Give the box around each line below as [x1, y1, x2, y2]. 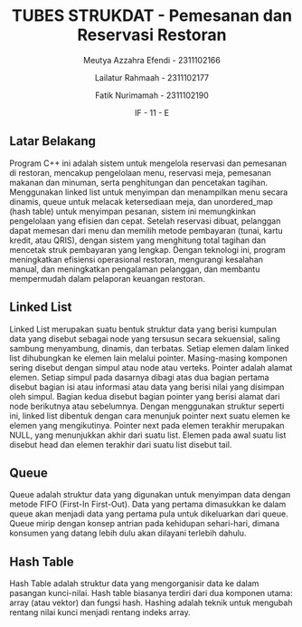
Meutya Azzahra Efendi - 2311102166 [82, 54, 222, 65]
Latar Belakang [9, 133, 97, 150]
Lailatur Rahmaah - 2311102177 [94, 72, 210, 82]
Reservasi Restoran [77, 24, 227, 45]
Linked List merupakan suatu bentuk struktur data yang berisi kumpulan [9, 323, 278, 334]
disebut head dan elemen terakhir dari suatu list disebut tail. [9, 439, 232, 449]
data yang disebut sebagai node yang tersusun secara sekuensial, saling [9, 333, 280, 344]
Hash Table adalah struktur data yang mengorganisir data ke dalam [9, 578, 260, 589]
